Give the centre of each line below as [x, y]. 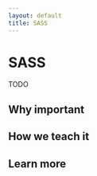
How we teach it [49, 137]
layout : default [35, 16]
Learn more [37, 164]
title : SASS [28, 23]
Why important [47, 110]
